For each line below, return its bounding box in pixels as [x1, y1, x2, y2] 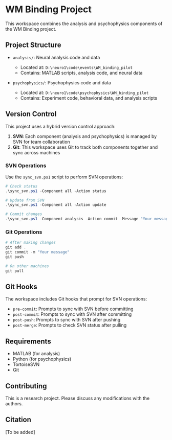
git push [5, 254, 24, 260]
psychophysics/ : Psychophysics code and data [12, 79, 111, 85]
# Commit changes [5, 212, 42, 217]
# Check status [5, 183, 38, 189]
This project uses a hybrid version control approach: [5, 123, 116, 129]
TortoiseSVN [12, 361, 40, 367]
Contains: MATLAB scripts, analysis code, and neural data [20, 70, 143, 76]
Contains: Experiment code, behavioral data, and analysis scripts [20, 95, 158, 101]
